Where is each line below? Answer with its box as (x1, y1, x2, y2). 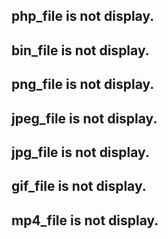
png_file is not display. (11, 76, 155, 93)
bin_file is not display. (11, 42, 150, 59)
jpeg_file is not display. (11, 110, 158, 127)
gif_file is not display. (11, 178, 147, 195)
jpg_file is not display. (11, 144, 150, 161)
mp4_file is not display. (11, 212, 159, 229)
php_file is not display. (11, 8, 155, 25)
